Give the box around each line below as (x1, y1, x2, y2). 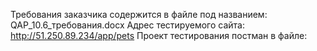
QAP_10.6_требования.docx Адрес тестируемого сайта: (10, 19, 245, 31)
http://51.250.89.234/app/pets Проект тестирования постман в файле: (10, 30, 308, 41)
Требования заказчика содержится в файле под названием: (10, 9, 268, 20)
